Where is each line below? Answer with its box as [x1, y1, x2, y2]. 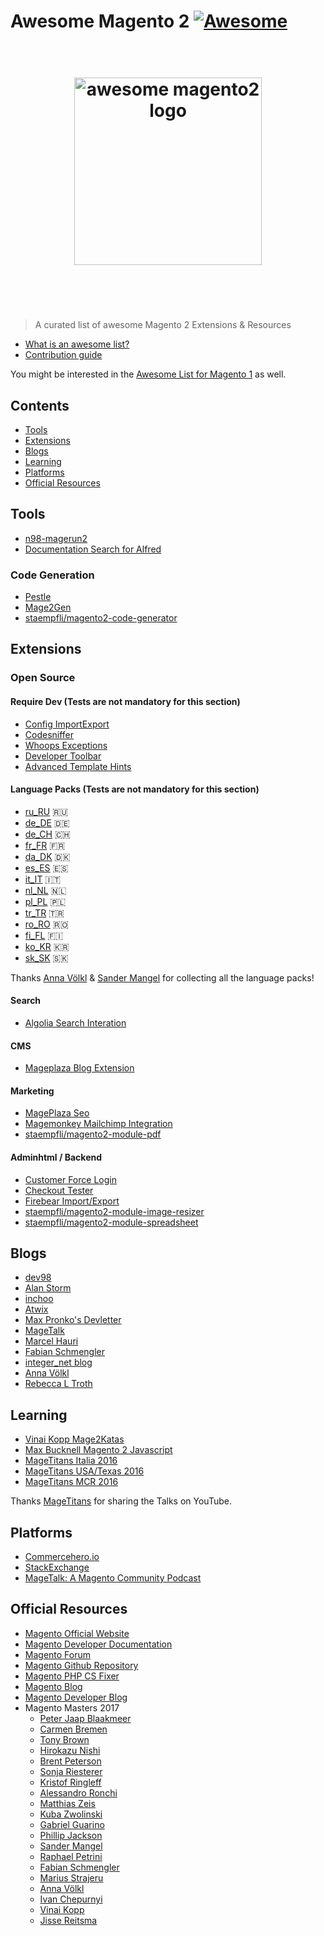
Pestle [24, 591, 52, 603]
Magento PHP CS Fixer [24, 1670, 120, 1682]
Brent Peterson [39, 1755, 102, 1767]
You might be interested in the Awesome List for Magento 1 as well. [10, 368, 287, 380]
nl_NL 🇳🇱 [24, 884, 67, 896]
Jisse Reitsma [39, 1914, 98, 1926]
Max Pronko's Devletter [24, 1314, 122, 1326]
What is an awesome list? [24, 338, 130, 350]
